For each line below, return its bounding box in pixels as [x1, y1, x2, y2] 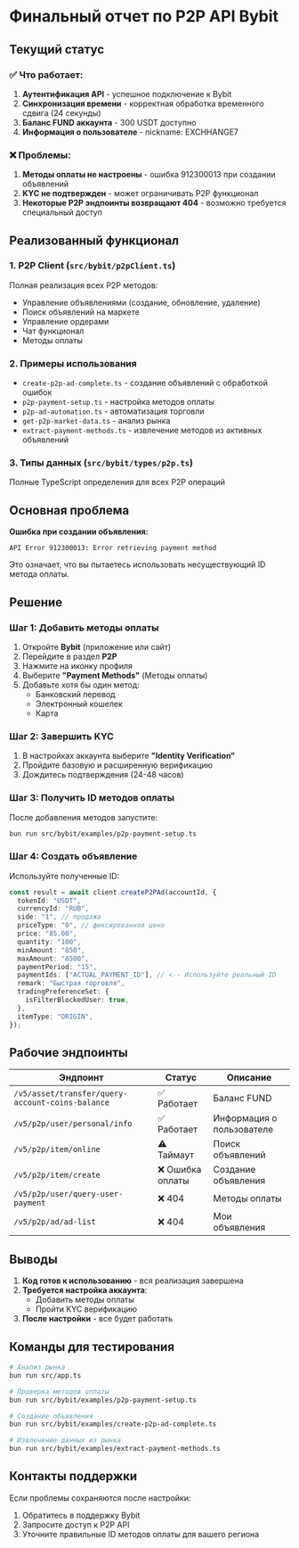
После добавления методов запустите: [9, 811, 158, 822]
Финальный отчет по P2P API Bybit [9, 6, 279, 27]
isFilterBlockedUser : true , [25, 996, 129, 1005]
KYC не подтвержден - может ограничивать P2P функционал [21, 188, 259, 199]
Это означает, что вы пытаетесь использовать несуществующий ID [9, 559, 266, 570]
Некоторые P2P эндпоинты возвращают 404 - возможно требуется [21, 198, 287, 209]
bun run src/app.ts [9, 1371, 82, 1379]
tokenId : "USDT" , [17, 896, 82, 905]
